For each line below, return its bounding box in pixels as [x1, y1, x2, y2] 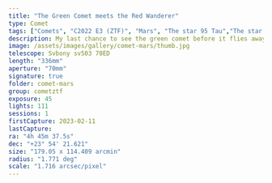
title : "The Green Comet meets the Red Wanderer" [8, 11, 180, 20]
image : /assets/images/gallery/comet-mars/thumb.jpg [8, 42, 190, 50]
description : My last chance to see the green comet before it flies [8, 34, 249, 43]
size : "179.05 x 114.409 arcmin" [8, 147, 121, 155]
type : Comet [8, 19, 49, 28]
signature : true [8, 72, 63, 80]
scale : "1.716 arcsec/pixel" [8, 163, 107, 171]
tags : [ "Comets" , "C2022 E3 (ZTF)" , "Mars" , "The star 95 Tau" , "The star [8, 27, 263, 35]
